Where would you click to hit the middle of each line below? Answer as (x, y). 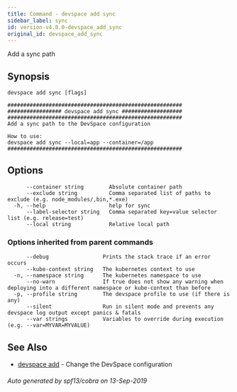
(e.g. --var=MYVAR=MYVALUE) (49, 325)
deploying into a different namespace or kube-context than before (109, 288)
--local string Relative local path (98, 224)
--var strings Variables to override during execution (125, 319)
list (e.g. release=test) (45, 218)
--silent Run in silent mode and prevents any (120, 307)
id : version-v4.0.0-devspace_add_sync (65, 27)
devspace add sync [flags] (47, 93)
